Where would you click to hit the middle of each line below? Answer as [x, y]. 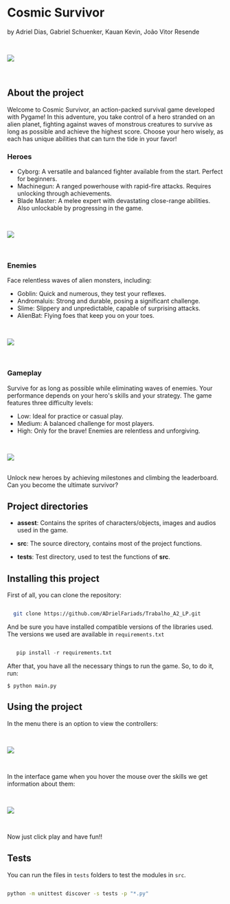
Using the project [45, 707]
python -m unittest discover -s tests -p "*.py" [78, 893]
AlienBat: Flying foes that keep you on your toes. [85, 316]
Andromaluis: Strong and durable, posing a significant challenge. [108, 301]
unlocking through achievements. [64, 193]
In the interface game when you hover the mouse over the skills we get [107, 776]
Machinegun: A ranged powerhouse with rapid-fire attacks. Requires [114, 186]
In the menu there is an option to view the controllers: [82, 723]
